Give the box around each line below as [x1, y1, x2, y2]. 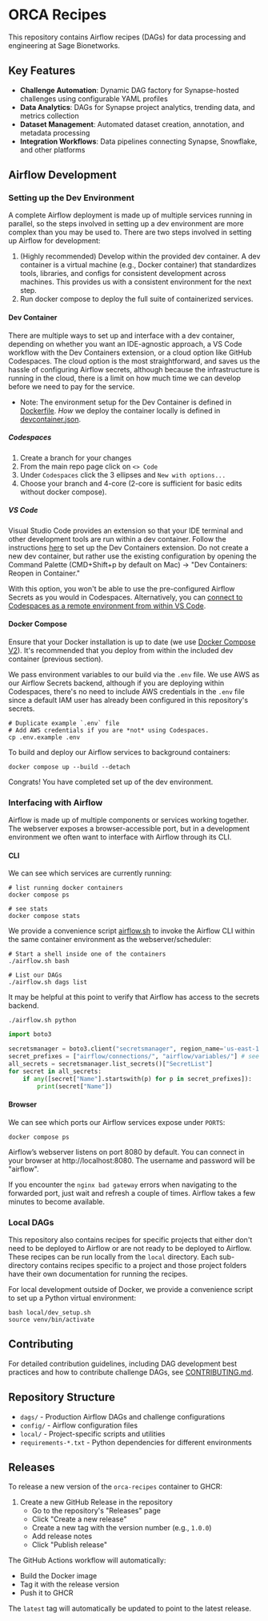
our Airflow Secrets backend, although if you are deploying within [8, 678, 225, 688]
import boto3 [8, 1030, 52, 1038]
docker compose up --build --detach [8, 762, 130, 771]
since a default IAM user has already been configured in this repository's [8, 695, 249, 705]
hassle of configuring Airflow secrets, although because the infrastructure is [8, 364, 260, 374]
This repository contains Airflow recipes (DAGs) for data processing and [8, 32, 246, 42]
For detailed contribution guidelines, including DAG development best [8, 1359, 238, 1368]
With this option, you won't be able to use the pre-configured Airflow [8, 583, 235, 593]
